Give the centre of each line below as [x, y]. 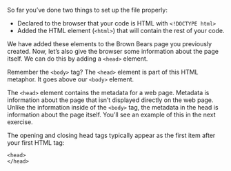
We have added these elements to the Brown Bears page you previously [110, 44]
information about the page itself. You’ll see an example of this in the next [111, 114]
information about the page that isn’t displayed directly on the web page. [110, 100]
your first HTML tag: [36, 143]
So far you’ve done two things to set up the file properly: [87, 10]
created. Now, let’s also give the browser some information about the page [113, 51]
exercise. [20, 122]
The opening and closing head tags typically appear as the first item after [111, 135]
